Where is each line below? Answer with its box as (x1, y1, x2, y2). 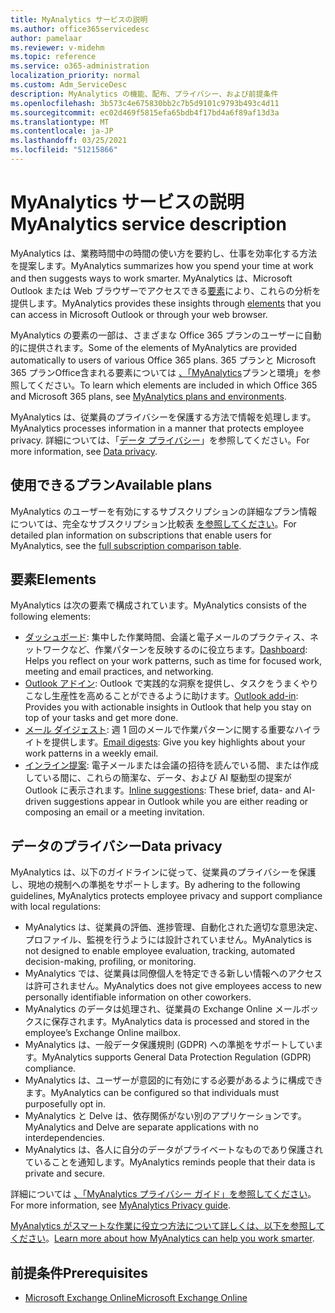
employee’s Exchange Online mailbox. (24, 1027, 181, 1039)
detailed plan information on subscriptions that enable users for (10, 529, 272, 541)
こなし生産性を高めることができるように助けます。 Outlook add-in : (24, 690, 299, 702)
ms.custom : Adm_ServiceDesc (10, 80, 128, 90)
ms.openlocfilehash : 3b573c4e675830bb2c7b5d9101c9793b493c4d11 (10, 98, 280, 108)
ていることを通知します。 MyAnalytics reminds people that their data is (24, 1156, 316, 1168)
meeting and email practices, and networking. (24, 666, 214, 678)
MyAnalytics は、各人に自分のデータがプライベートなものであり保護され (24, 1144, 323, 1156)
